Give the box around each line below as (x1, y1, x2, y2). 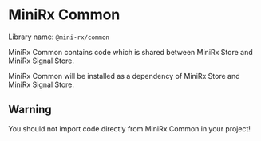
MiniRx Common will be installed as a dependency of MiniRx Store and (8, 71, 241, 80)
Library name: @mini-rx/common (8, 32, 110, 41)
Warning (8, 103, 52, 116)
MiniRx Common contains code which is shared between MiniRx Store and (8, 47, 253, 57)
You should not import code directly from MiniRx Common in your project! (8, 123, 251, 133)
